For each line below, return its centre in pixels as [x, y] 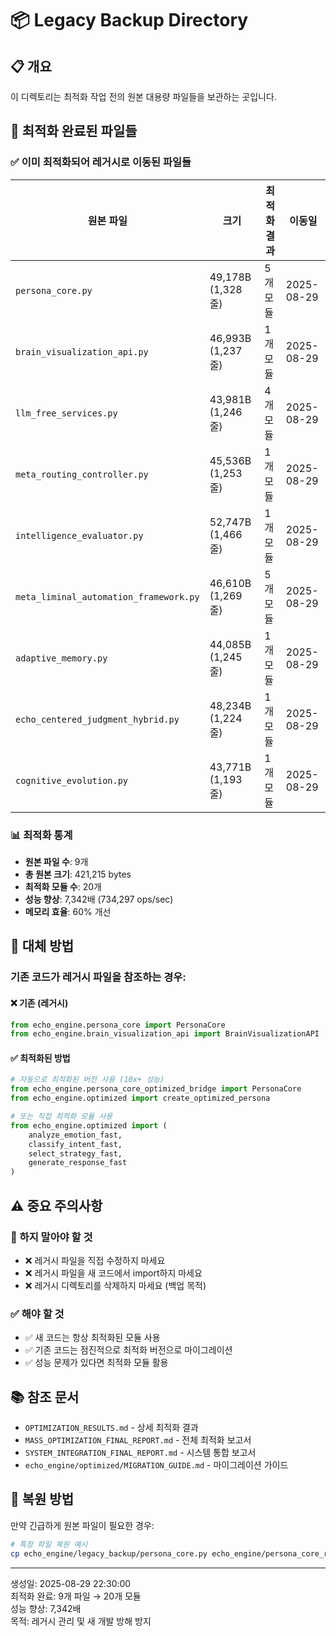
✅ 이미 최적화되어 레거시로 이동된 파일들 [101, 162]
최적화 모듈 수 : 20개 [63, 886]
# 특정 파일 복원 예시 [49, 1544]
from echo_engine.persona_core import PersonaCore [118, 1025]
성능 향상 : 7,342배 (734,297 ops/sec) [99, 899]
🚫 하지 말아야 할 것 [51, 1237]
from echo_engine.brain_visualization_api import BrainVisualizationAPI [165, 1034]
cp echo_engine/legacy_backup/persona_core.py [109, 1553]
